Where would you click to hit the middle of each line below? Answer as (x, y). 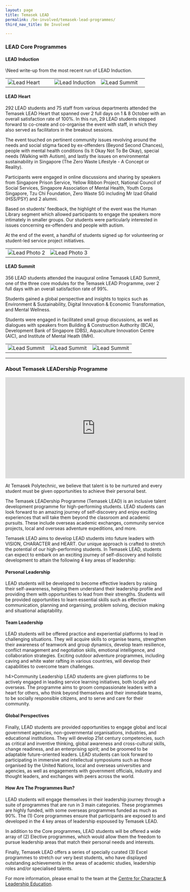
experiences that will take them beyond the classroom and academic (78, 517)
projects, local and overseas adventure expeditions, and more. (71, 528)
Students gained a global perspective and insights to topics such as (77, 299)
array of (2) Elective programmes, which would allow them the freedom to (83, 837)
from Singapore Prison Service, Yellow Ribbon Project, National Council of (83, 182)
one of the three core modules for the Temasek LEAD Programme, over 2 (82, 283)
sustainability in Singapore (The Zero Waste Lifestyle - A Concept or (77, 161)
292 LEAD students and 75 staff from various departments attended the (81, 108)
